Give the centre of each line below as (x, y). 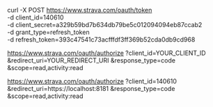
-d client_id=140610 (35, 17)
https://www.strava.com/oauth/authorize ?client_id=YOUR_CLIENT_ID (107, 53)
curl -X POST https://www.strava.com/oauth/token (80, 10)
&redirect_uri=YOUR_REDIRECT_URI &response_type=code (92, 60)
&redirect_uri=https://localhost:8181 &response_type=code (91, 89)
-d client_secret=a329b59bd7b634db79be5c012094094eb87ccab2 (105, 25)
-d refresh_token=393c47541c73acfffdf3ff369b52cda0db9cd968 (101, 40)
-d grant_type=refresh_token (48, 32)
